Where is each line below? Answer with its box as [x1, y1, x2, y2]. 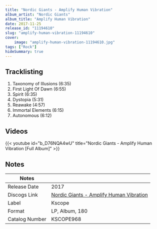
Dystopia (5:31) [12, 97, 44, 103]
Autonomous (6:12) [12, 113, 52, 119]
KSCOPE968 [51, 216, 81, 223]
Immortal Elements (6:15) [12, 107, 64, 113]
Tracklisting [5, 67, 43, 76]
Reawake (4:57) [12, 102, 45, 108]
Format [7, 208, 24, 215]
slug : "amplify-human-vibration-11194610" [5, 30, 95, 35]
